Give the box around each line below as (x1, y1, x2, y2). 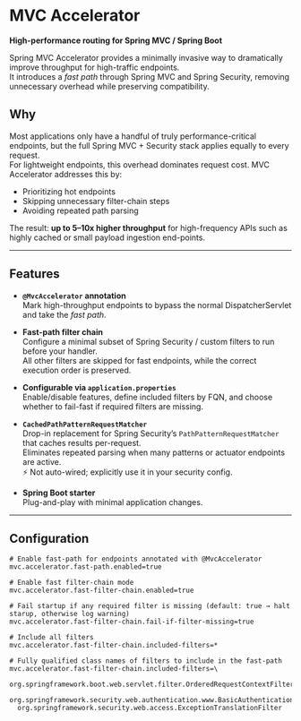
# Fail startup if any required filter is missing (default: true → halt (9, 602, 291, 611)
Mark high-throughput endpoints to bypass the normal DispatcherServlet (21, 299, 292, 310)
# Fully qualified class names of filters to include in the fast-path (9, 657, 282, 665)
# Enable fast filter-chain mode (9, 579, 134, 588)
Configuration (9, 530, 90, 546)
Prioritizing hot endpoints (21, 185, 116, 197)
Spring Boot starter (21, 487, 96, 498)
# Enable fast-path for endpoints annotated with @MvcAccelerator (9, 554, 262, 564)
